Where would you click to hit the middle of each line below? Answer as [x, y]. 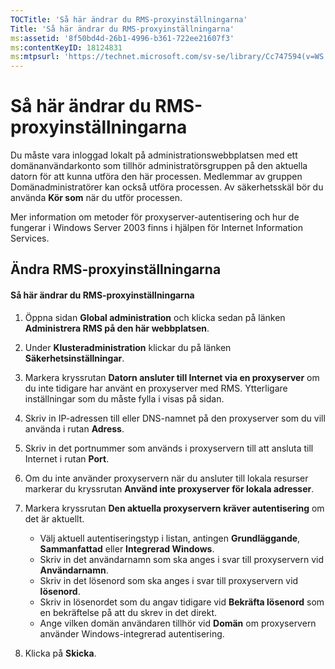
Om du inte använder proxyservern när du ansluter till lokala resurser [166, 478]
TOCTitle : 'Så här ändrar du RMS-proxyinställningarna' [129, 19]
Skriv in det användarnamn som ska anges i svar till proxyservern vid [181, 559]
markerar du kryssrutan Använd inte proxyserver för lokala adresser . [169, 488]
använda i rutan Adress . [74, 428]
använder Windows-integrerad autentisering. [132, 633]
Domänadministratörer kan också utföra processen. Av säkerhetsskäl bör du [167, 187]
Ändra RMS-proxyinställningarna [116, 269]
